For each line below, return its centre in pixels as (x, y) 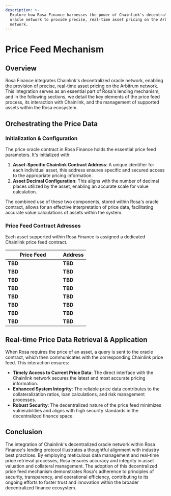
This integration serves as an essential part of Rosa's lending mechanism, (83, 91)
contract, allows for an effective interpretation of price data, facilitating (79, 207)
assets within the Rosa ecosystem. (41, 108)
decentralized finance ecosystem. (41, 487)
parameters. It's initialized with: (38, 155)
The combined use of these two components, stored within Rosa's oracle (82, 202)
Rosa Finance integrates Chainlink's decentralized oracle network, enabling (84, 81)
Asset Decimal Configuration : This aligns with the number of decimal (86, 181)
